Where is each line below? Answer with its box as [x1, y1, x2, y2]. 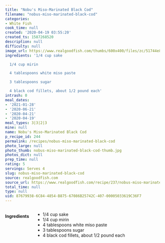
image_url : [5, 48, 27, 53]
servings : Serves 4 [5, 166, 45, 171]
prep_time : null [5, 157, 38, 162]
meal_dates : [5, 97, 29, 102]
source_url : [5, 180, 29, 185]
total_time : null [5, 184, 41, 189]
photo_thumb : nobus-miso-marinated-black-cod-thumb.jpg [5, 148, 122, 153]
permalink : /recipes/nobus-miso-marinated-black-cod [5, 139, 115, 144]
